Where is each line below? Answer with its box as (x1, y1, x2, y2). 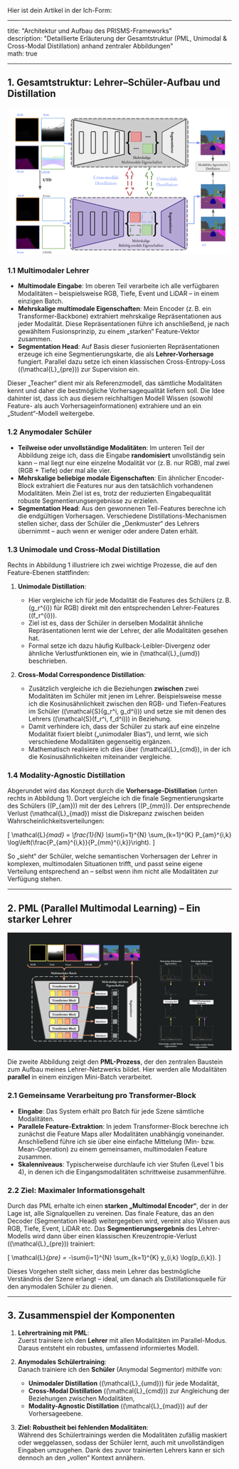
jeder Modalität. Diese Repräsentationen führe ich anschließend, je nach (17, 320, 230, 328)
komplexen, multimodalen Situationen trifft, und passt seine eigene (7, 860, 203, 868)
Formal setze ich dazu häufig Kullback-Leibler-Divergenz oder (28, 641, 211, 650)
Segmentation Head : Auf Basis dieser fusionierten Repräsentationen (17, 342, 220, 351)
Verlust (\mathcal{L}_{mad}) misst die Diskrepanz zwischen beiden (7, 809, 204, 818)
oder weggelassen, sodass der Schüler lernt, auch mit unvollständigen (17, 1438, 225, 1447)
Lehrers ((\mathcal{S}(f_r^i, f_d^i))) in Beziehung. (28, 714, 172, 723)
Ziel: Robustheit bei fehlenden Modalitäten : (17, 1423, 149, 1431)
